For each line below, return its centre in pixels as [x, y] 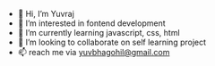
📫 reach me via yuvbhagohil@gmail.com [94, 52]
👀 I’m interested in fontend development [91, 23]
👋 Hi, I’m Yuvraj [46, 14]
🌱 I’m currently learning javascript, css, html [99, 33]
